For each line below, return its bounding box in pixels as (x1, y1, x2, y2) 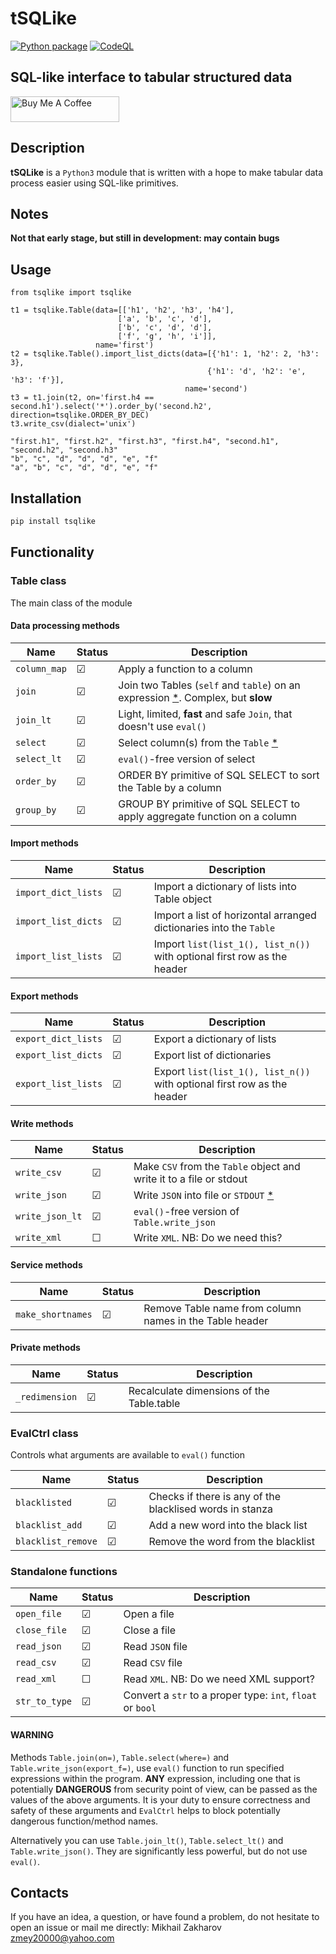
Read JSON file (123, 1640, 188, 1654)
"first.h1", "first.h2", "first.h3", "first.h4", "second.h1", (10, 437, 280, 447)
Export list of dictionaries (153, 1048, 272, 1062)
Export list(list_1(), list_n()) (153, 1065, 311, 1079)
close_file (15, 1625, 67, 1636)
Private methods (10, 1342, 81, 1354)
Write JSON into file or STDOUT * (133, 1188, 275, 1202)
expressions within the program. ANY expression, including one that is (10, 1772, 301, 1784)
